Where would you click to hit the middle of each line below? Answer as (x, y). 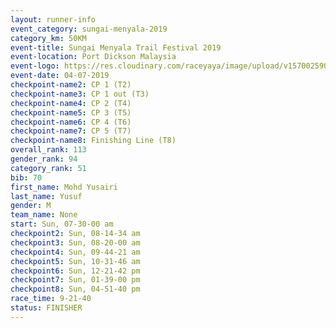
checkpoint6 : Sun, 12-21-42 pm (75, 271)
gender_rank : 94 (44, 159)
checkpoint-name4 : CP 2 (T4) (71, 103)
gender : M (31, 206)
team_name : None (44, 215)
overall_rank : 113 (48, 150)
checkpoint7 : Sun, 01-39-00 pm (75, 280)
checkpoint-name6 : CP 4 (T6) (71, 122)
